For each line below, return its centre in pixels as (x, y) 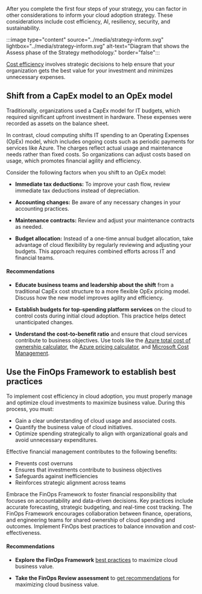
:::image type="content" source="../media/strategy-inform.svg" (85, 40)
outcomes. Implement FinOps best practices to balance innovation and (94, 526)
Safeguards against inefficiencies (56, 476)
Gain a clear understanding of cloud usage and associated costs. (96, 420)
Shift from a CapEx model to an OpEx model (90, 96)
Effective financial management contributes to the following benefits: (92, 452)
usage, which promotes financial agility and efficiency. (74, 161)
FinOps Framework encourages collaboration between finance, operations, (99, 513)
